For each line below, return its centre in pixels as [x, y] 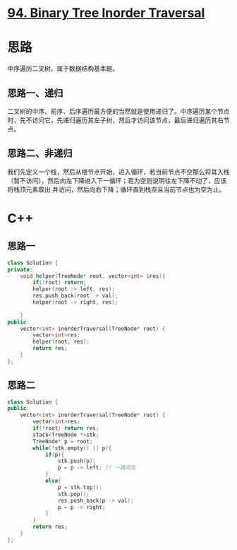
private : [20, 269]
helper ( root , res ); [61, 342]
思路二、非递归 [40, 153]
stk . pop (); [74, 494]
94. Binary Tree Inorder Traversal [106, 13]
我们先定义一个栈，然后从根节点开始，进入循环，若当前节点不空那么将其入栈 [119, 172]
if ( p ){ [55, 455]
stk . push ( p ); [77, 461]
